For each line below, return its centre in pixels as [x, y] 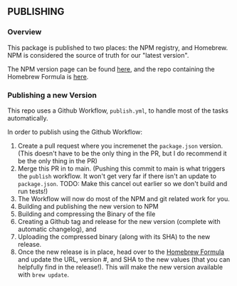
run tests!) [33, 191]
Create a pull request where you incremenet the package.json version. [120, 145]
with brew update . [43, 275]
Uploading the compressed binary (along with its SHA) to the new [114, 236]
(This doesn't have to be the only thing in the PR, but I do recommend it [122, 153]
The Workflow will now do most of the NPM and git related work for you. [123, 198]
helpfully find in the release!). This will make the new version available [120, 267]
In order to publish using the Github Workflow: [75, 132]
